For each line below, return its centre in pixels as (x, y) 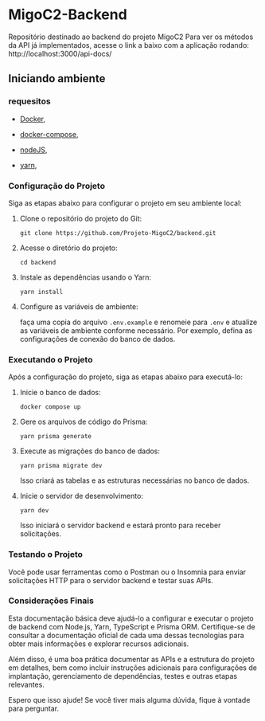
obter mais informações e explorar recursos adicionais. (99, 644)
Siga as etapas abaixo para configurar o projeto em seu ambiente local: (125, 203)
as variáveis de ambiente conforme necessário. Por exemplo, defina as (136, 330)
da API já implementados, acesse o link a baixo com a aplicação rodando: (129, 45)
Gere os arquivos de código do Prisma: (84, 422)
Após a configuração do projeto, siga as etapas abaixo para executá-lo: (126, 377)
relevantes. (27, 684)
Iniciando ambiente (57, 78)
